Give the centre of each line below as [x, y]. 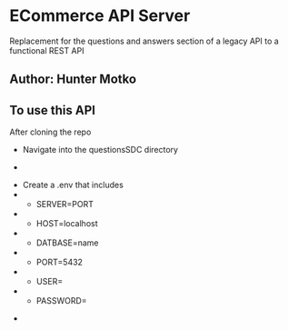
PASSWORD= [62, 301]
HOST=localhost [67, 224]
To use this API [52, 110]
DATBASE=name [67, 243]
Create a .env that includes [73, 185]
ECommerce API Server [100, 16]
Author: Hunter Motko [73, 80]
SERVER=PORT [65, 205]
